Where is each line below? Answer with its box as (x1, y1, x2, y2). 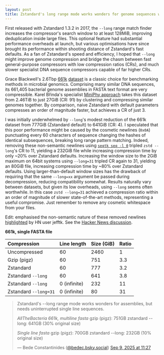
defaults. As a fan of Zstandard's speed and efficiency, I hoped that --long (5, 51, 155, 57)
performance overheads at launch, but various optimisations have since (5, 40, 149, 46)
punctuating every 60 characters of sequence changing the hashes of (5, 132, 146, 138)
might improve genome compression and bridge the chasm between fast (5, 56, 152, 62)
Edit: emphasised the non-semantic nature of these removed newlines (5, 214, 146, 220)
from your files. (5, 204, 36, 210)
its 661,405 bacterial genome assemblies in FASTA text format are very (5, 86, 147, 92)
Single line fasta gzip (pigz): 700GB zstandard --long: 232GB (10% (17, 330, 151, 335)
